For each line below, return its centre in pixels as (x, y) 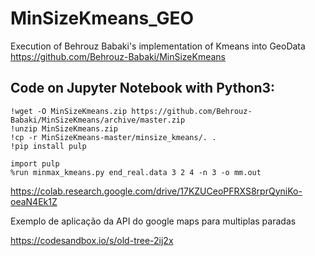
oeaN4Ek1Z (34, 201)
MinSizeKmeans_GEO (102, 18)
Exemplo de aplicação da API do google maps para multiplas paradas (153, 221)
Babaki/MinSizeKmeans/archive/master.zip (98, 120)
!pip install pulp (48, 146)
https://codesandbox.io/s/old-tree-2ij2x (92, 240)
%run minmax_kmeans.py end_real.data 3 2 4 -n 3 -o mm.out (136, 172)
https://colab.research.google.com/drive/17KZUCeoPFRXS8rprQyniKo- (156, 191)
